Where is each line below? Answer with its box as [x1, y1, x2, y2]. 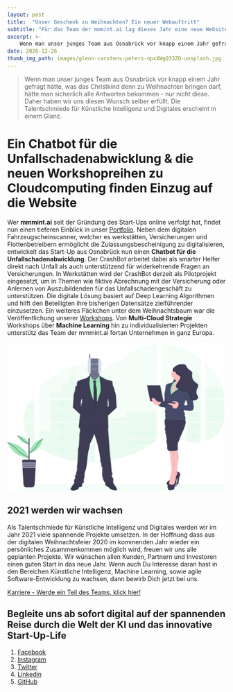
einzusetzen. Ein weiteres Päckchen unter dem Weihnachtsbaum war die [7, 306, 215, 315]
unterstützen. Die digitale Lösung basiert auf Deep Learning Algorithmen [7, 291, 215, 300]
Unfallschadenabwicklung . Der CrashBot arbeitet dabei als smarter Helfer [7, 254, 221, 263]
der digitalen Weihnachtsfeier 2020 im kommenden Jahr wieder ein [7, 537, 200, 546]
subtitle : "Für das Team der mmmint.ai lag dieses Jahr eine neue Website [7, 26, 228, 33]
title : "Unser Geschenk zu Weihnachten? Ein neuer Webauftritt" [7, 18, 200, 26]
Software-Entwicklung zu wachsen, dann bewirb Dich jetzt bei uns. [7, 574, 199, 582]
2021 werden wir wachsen [7, 505, 123, 517]
